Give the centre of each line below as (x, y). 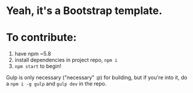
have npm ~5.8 (33, 54)
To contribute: (41, 38)
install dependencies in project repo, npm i (66, 60)
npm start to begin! (38, 66)
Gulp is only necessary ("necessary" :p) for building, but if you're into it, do (97, 78)
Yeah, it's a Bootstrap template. (84, 11)
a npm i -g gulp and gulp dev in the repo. (56, 84)
